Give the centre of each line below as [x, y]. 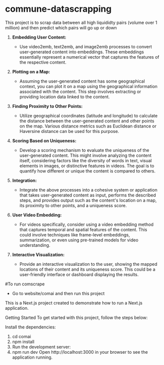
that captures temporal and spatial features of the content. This [83, 229]
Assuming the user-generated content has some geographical [82, 81]
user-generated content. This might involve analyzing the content [85, 155]
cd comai [22, 336]
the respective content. [43, 62]
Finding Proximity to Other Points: [47, 106]
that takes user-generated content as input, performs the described [88, 195]
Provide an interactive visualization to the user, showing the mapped [88, 264]
